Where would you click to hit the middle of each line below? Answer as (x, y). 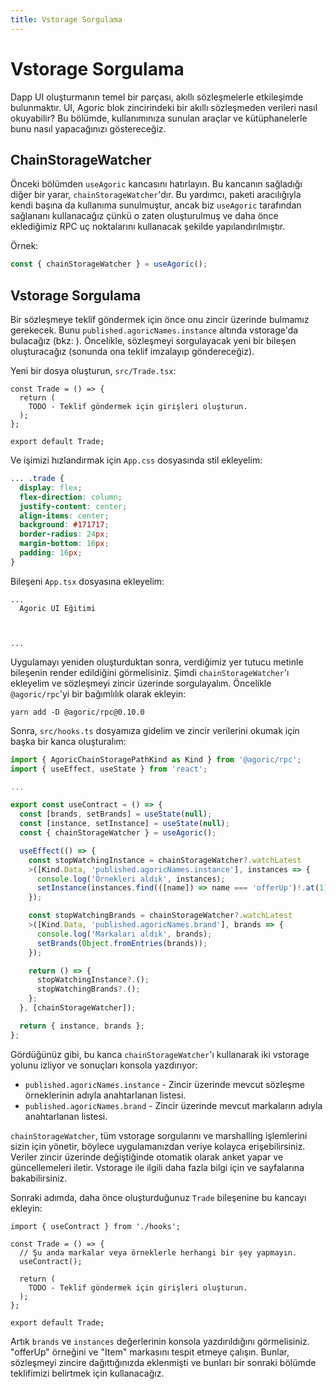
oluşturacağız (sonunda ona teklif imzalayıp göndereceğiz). (132, 352)
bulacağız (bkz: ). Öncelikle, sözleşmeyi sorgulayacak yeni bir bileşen (153, 341)
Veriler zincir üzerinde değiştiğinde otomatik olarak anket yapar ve (147, 1157)
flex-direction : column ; (71, 497)
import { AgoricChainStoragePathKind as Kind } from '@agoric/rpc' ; (156, 759)
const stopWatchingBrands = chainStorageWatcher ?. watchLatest (160, 916)
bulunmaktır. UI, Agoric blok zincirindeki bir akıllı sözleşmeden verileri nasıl (164, 107)
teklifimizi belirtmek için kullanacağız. (87, 1373)
